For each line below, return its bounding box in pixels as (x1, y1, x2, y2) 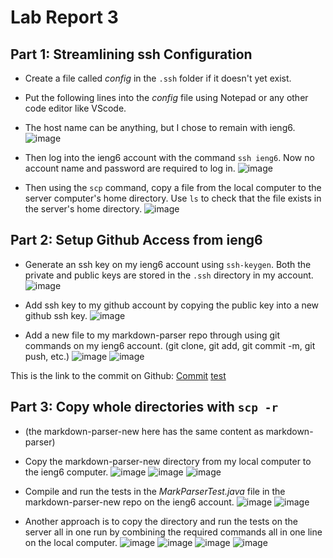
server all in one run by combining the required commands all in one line (24, 526, 323, 538)
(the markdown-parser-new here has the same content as (24, 425, 264, 437)
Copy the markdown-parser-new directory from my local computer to (24, 455, 312, 467)
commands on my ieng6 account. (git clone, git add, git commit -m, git (24, 339, 316, 351)
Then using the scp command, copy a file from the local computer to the (24, 182, 322, 193)
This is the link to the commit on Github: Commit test (10, 369, 227, 381)
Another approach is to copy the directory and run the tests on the (24, 515, 298, 527)
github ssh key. (24, 309, 88, 321)
